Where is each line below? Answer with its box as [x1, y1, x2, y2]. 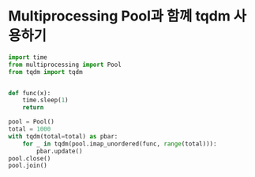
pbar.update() [36, 147, 83, 155]
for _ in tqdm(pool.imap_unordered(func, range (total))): [22, 139, 217, 148]
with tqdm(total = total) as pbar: [8, 132, 118, 140]
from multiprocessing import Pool [8, 61, 122, 68]
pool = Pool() [8, 118, 55, 126]
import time [8, 53, 47, 61]
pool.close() [8, 154, 51, 162]
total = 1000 [8, 125, 51, 134]
